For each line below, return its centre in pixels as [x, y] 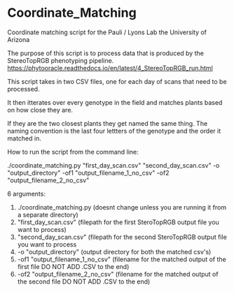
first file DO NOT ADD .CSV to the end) [73, 266]
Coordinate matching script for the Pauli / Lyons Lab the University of [107, 32]
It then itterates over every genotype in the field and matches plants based [115, 102]
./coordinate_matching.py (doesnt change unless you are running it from [122, 207]
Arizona [19, 39]
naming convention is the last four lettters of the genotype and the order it [114, 131]
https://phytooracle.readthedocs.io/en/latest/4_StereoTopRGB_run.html [110, 68]
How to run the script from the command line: [73, 152]
